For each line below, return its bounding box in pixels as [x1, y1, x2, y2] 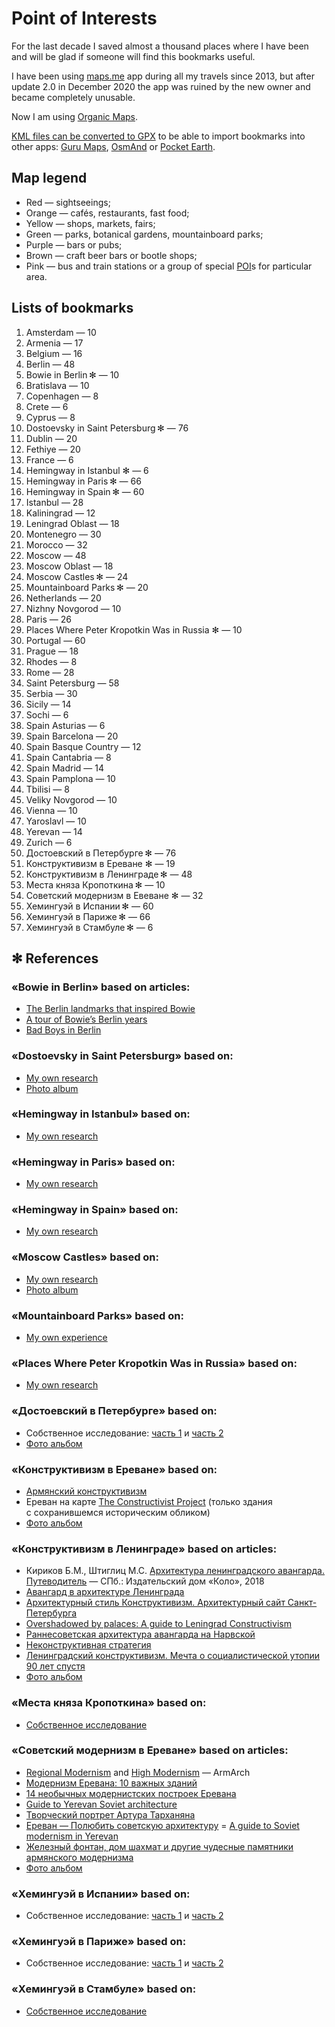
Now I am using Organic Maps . [11, 110, 139, 122]
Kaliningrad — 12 [25, 507, 96, 519]
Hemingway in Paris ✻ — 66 [25, 475, 142, 487]
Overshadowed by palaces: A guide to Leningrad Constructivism [25, 1618, 292, 1630]
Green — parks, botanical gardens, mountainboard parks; [25, 228, 264, 240]
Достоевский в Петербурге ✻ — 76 [25, 847, 177, 859]
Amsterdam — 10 [25, 326, 97, 338]
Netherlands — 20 [25, 592, 102, 604]
